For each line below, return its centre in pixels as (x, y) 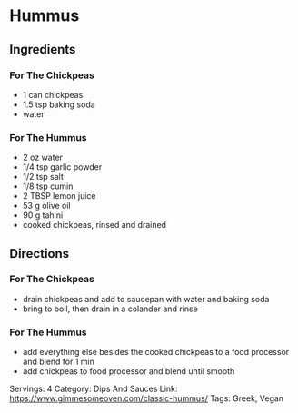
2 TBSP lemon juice (59, 196)
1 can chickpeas (53, 94)
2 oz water (43, 157)
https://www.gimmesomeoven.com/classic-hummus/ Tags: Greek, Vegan (147, 398)
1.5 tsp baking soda (59, 104)
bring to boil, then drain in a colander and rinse (110, 309)
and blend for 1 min (59, 362)
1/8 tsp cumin (48, 186)
